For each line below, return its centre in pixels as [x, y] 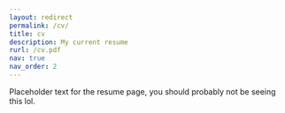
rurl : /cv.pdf [35, 50]
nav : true [27, 58]
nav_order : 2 [33, 67]
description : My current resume [69, 42]
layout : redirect [41, 17]
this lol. [22, 101]
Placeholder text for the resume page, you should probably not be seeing [142, 91]
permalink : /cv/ [39, 26]
